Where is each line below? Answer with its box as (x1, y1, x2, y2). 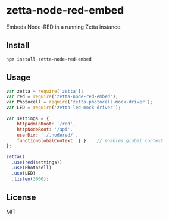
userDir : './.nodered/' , (17, 132, 79, 138)
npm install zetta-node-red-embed (6, 56, 92, 62)
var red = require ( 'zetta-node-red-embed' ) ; (6, 93, 118, 100)
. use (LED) (11, 170, 36, 176)
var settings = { (6, 115, 49, 122)
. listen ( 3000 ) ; (11, 176, 49, 182)
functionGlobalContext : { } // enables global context (17, 137, 164, 143)
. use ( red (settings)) (11, 159, 62, 165)
